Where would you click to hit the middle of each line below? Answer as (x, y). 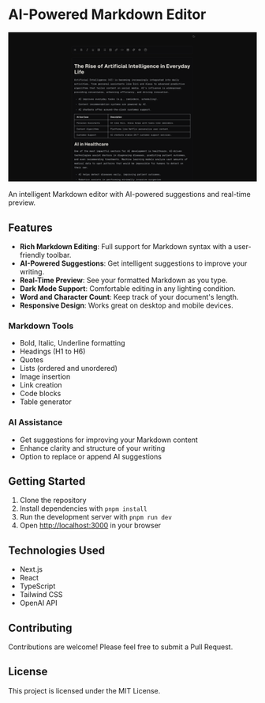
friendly (32, 255)
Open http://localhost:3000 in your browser (90, 525)
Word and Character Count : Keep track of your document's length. (129, 297)
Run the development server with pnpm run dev (95, 517)
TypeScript (37, 586)
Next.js (31, 569)
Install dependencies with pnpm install (83, 508)
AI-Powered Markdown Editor (107, 15)
